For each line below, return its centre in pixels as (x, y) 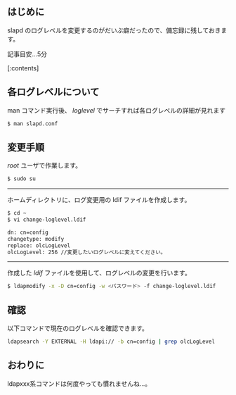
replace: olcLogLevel (39, 245)
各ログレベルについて (53, 92)
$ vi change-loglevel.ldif (47, 220)
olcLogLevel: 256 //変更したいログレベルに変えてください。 (87, 252)
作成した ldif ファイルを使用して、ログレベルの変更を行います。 (99, 273)
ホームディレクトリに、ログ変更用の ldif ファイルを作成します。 (99, 200)
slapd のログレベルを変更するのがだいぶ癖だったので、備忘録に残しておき (114, 30)
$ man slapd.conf (33, 124)
